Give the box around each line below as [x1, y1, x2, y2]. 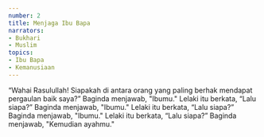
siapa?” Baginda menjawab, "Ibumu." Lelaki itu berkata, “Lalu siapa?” [8, 102, 235, 112]
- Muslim [8, 41, 37, 49]
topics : [8, 49, 34, 57]
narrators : [8, 26, 45, 34]
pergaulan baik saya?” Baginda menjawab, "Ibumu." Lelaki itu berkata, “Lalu [8, 93, 257, 104]
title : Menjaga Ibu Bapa [8, 19, 91, 27]
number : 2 [8, 11, 41, 20]
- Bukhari [8, 33, 41, 42]
